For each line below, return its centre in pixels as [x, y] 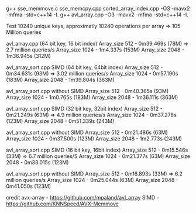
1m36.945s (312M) [28, 56]
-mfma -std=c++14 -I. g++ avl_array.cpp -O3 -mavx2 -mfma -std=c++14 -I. [97, 15]
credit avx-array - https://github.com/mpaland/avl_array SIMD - [82, 197]
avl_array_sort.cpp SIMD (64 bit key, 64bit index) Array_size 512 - [85, 67]
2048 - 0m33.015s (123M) [37, 162]
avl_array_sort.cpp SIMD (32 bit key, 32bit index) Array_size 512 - [84, 109]
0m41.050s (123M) [29, 186]
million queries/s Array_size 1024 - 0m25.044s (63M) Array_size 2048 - [92, 180]
